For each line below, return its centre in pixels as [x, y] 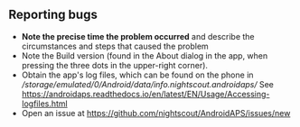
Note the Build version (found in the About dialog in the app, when [145, 55]
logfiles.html [45, 104]
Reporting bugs [53, 15]
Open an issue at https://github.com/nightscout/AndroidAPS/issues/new [156, 113]
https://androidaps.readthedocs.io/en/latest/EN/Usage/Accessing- [145, 94]
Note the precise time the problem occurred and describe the [138, 36]
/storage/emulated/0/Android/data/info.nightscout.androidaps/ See [148, 84]
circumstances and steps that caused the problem [115, 46]
